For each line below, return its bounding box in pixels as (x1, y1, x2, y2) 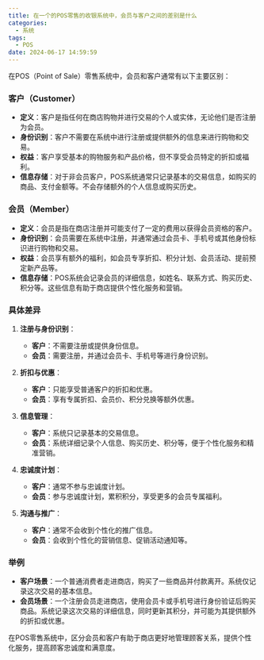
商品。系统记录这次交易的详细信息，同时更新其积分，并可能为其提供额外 (19, 606, 256, 616)
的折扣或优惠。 (19, 616, 69, 626)
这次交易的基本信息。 (26, 586, 97, 596)
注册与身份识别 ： (19, 324, 76, 333)
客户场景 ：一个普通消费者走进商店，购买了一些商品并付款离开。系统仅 (19, 577, 250, 586)
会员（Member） (8, 204, 75, 215)
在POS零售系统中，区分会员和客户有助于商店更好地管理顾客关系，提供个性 (8, 633, 252, 643)
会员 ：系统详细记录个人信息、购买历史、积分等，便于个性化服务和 (31, 438, 247, 447)
